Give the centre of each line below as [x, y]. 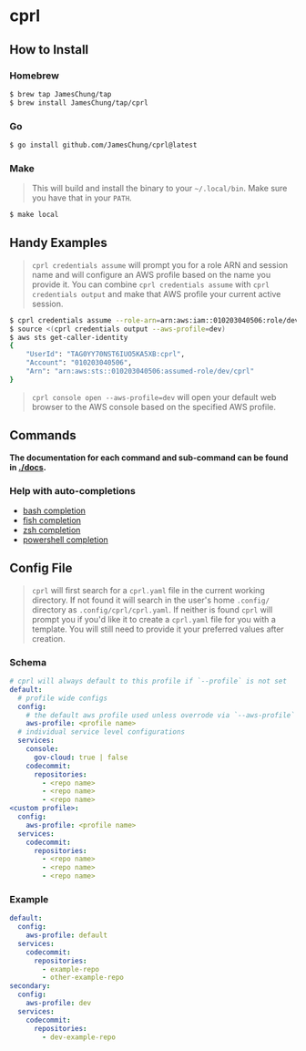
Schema [28, 662]
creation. [48, 638]
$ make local [34, 215]
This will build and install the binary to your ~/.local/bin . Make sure [159, 189]
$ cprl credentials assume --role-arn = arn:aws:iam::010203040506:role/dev [154, 320]
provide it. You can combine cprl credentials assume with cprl [151, 284]
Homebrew [34, 76]
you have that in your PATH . [82, 198]
